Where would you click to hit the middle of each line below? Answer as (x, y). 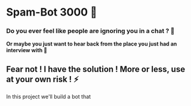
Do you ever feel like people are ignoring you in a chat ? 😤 (90, 31)
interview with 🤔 (27, 50)
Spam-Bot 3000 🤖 (52, 12)
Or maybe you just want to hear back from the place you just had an (92, 44)
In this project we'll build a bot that (49, 97)
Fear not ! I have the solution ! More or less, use (96, 69)
